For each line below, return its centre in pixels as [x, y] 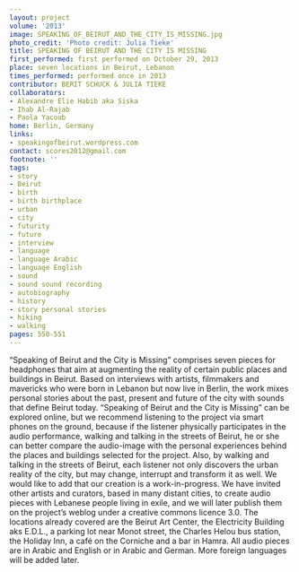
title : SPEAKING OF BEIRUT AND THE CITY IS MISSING [108, 51]
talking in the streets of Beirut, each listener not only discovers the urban [144, 464]
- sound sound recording [56, 284]
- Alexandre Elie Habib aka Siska [74, 101]
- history [28, 301]
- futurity [30, 226]
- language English [46, 268]
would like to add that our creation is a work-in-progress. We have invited [145, 483]
